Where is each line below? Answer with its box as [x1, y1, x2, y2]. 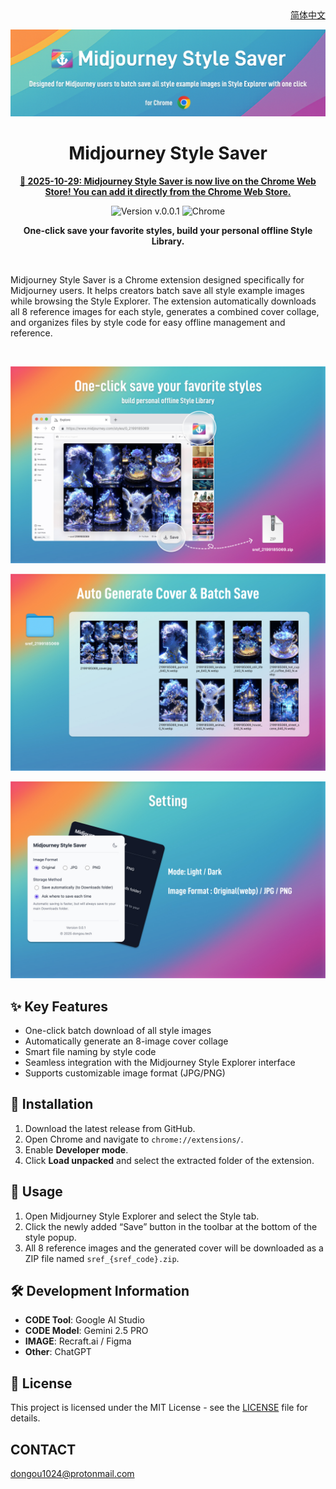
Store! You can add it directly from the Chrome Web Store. [44, 186, 292, 198]
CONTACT [10, 1441, 77, 1458]
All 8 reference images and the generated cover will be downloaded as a [24, 1242, 324, 1254]
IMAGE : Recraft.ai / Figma [24, 1335, 132, 1347]
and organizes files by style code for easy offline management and [10, 317, 286, 329]
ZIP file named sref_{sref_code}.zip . [24, 1252, 180, 1264]
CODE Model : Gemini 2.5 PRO [24, 1325, 149, 1337]
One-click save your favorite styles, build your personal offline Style [23, 225, 313, 237]
